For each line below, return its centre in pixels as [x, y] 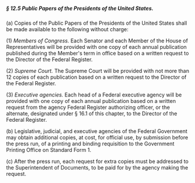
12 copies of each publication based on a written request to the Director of [96, 77]
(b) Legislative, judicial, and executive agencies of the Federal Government [97, 131]
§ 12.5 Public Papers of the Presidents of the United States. [80, 8]
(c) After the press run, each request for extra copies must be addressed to [97, 161]
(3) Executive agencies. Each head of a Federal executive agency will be [94, 95]
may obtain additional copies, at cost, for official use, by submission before [97, 137]
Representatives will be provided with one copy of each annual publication [97, 46]
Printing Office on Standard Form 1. [49, 149]
